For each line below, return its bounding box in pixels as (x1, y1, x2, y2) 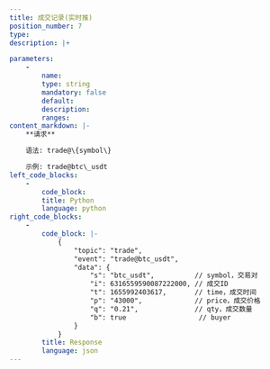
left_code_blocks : (9, 170, 78, 180)
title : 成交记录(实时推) (9, 13, 93, 22)
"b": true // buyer (89, 312, 231, 322)
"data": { (73, 263, 111, 272)
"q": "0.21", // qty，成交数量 (89, 304, 253, 313)
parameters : (9, 55, 54, 64)
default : (41, 96, 75, 105)
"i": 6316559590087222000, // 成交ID (89, 280, 229, 289)
